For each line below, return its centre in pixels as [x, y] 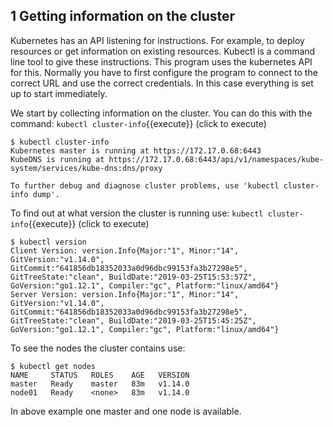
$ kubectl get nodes [53, 366]
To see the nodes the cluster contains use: [98, 348]
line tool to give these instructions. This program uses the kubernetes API [161, 61]
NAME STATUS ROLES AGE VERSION [100, 375]
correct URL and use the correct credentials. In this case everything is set [162, 83]
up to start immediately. [59, 93]
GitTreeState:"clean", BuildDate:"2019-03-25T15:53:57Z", [133, 277]
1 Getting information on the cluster [123, 16]
